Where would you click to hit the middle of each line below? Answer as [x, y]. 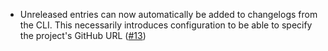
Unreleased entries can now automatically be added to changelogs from [168, 14]
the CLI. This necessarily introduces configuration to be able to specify [166, 25]
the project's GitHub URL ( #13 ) [83, 35]
